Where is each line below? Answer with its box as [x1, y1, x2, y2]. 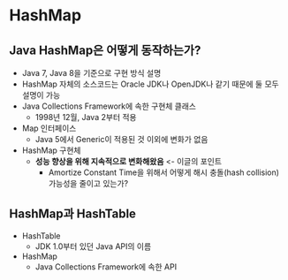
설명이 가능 [21, 90, 61, 100]
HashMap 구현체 [21, 145, 81, 155]
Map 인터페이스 [21, 123, 77, 133]
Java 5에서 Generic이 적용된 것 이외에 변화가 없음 [34, 134, 208, 144]
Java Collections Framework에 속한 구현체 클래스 [21, 101, 197, 111]
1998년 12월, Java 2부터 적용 [34, 112, 137, 122]
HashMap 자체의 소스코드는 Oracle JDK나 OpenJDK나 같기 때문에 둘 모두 [21, 79, 280, 89]
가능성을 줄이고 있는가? [48, 178, 129, 188]
